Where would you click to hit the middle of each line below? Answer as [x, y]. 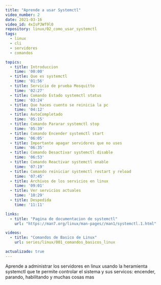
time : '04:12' [29, 110]
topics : [14, 62]
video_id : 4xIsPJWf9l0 [29, 24]
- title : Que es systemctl [39, 76]
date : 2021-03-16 [24, 19]
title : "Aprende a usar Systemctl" [43, 10]
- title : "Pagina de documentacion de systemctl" [64, 219]
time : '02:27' [29, 91]
